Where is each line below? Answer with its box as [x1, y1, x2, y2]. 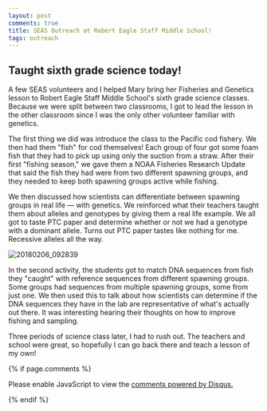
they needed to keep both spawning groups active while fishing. [8, 176, 219, 186]
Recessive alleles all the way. [8, 235, 104, 244]
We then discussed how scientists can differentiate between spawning [8, 192, 241, 202]
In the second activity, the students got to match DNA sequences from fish [8, 265, 253, 275]
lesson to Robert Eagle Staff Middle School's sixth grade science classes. [8, 93, 249, 103]
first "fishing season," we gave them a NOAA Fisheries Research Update [8, 160, 245, 169]
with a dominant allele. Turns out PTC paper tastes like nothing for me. [8, 226, 239, 235]
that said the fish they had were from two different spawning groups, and [8, 168, 249, 178]
